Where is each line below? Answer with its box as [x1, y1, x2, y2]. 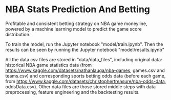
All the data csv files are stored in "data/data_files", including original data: [5, 56, 162, 62]
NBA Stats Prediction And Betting [5, 4, 150, 15]
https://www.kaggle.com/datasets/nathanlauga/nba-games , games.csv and [5, 67, 165, 73]
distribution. [5, 31, 31, 37]
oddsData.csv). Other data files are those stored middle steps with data [5, 83, 156, 90]
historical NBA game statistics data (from [5, 62, 92, 68]
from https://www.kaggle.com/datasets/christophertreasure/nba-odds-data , [5, 78, 166, 84]
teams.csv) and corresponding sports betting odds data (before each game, [5, 72, 166, 79]
